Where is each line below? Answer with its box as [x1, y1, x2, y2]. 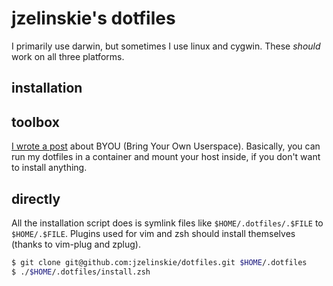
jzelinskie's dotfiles [11, 7, 176, 30]
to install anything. [11, 162, 88, 174]
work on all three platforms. [11, 50, 125, 62]
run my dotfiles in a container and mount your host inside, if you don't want [11, 151, 321, 163]
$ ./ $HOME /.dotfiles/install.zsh [11, 267, 151, 277]
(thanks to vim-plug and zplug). [11, 238, 141, 250]
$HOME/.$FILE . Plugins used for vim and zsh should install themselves [11, 227, 296, 239]
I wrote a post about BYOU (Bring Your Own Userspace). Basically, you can [11, 140, 321, 152]
